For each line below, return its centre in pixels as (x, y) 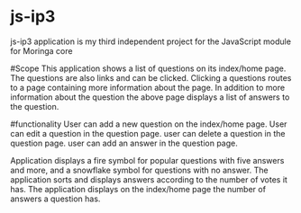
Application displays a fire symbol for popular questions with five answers (147, 160)
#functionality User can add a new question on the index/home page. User (149, 124)
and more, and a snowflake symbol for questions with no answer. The (139, 170)
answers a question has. (55, 199)
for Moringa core (41, 50)
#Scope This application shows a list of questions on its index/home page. (148, 68)
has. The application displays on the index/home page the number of (138, 189)
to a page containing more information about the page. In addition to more (148, 87)
